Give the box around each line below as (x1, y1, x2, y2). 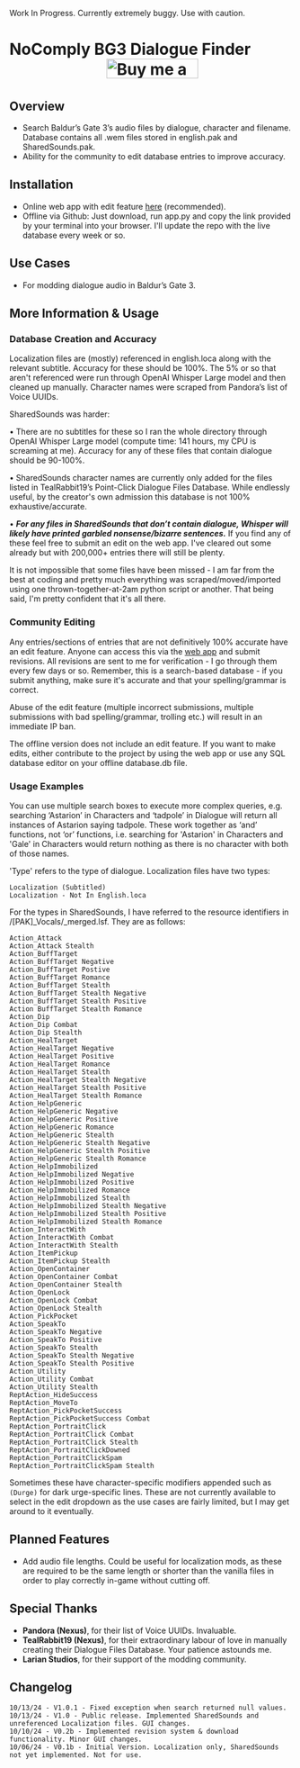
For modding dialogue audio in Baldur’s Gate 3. (22, 279, 196, 291)
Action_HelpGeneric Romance (9, 1123, 115, 1132)
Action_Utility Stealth (9, 1383, 99, 1392)
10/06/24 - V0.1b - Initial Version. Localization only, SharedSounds (9, 1743, 279, 1752)
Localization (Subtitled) (9, 883, 106, 892)
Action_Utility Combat (9, 1375, 94, 1384)
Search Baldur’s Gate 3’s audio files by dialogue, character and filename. (22, 122, 292, 133)
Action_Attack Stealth (9, 942, 94, 951)
